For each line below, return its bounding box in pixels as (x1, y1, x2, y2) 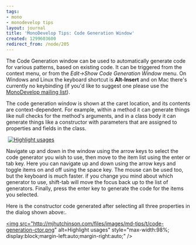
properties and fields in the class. (6, 124, 87, 132)
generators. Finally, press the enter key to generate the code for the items (6, 185, 184, 192)
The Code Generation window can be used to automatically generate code (6, 57, 186, 64)
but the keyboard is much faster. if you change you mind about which (6, 172, 174, 179)
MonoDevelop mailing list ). (6, 89, 70, 96)
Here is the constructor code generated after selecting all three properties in (6, 202, 190, 209)
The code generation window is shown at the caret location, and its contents (6, 100, 191, 107)
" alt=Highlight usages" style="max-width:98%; (54, 226, 170, 233)
